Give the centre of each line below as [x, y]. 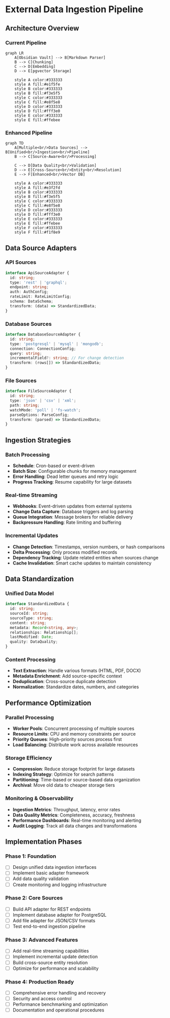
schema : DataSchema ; [32, 301]
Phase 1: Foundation [31, 856]
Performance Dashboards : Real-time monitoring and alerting [77, 820]
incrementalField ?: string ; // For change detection [67, 358]
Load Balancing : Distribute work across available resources [75, 745]
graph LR [15, 53]
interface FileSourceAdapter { [38, 391]
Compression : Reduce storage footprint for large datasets [74, 769]
